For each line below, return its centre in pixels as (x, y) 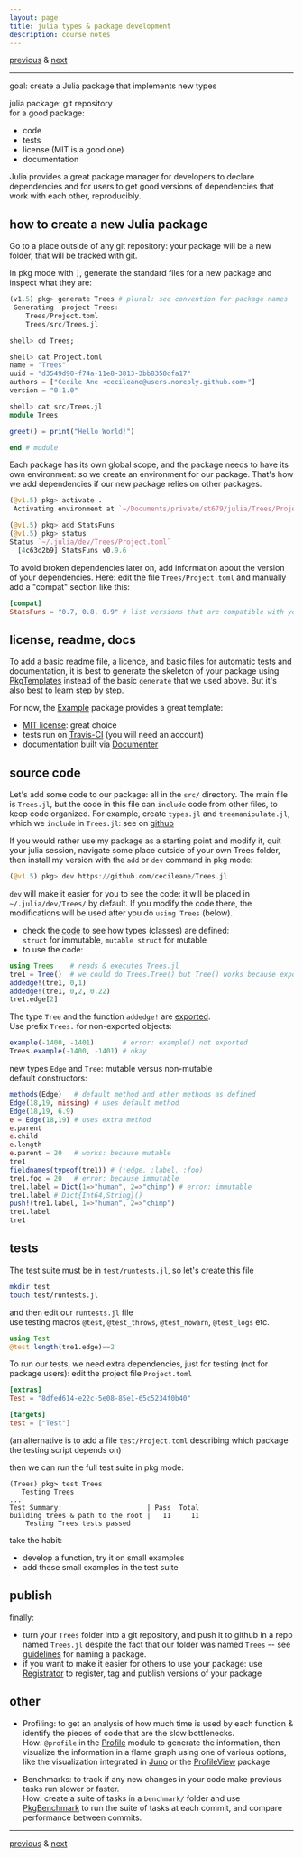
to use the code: (53, 949)
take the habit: (36, 1540)
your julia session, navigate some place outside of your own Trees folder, (145, 851)
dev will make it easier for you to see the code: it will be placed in (130, 893)
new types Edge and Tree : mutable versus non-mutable (111, 1069)
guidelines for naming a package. (84, 1654)
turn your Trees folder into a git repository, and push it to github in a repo (157, 1634)
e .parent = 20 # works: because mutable (90, 1154)
